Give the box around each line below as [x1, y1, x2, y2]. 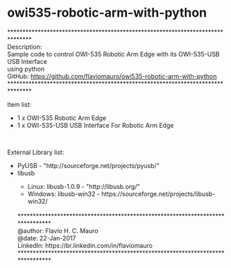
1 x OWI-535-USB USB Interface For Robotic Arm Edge [17, 121, 174, 129]
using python [7, 65, 45, 73]
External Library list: [7, 148, 65, 156]
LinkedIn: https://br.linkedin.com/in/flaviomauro [17, 241, 153, 249]
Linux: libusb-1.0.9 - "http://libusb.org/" [27, 182, 140, 190]
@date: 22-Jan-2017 [17, 234, 76, 242]
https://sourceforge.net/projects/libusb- [101, 190, 216, 198]
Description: [7, 42, 42, 51]
